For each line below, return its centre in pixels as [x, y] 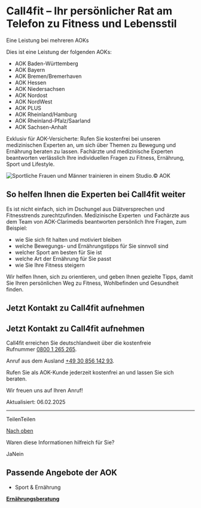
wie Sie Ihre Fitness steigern [50, 265]
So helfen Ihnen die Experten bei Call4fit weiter [96, 195]
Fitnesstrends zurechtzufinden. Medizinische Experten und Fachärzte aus [98, 215]
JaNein [15, 454]
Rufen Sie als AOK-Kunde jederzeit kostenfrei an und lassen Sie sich [90, 372]
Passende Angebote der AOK [62, 473]
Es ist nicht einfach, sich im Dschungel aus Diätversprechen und [86, 209]
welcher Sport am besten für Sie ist [58, 252]
